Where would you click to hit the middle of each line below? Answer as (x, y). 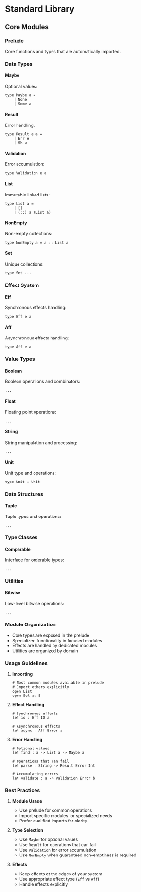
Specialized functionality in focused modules (57, 640)
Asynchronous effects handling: (37, 338)
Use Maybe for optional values (49, 839)
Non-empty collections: (29, 233)
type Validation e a (26, 173)
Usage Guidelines (26, 663)
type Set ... (18, 273)
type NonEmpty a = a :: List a (37, 242)
